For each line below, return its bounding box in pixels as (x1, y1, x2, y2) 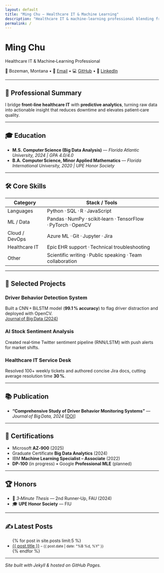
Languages (7, 207, 33, 214)
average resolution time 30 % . (5, 373, 66, 379)
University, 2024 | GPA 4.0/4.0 (12, 152, 74, 158)
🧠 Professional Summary (5, 89, 82, 97)
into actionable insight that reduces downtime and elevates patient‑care (5, 107, 149, 113)
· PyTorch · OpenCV (47, 221, 92, 228)
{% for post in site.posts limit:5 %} (12, 538, 82, 544)
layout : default (5, 7, 38, 12)
